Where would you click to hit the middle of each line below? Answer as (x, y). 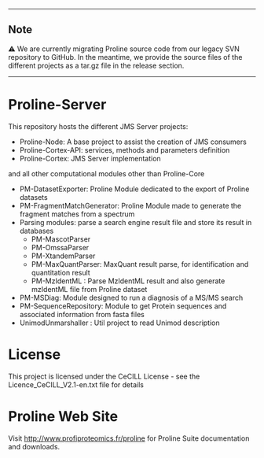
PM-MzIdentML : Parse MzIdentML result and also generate (128, 281)
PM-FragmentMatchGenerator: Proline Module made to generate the (130, 205)
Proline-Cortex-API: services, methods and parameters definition (125, 150)
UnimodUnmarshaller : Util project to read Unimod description (119, 323)
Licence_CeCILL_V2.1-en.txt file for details (76, 384)
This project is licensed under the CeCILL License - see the (104, 376)
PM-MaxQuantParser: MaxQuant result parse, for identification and (140, 264)
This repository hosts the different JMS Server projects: (98, 126)
